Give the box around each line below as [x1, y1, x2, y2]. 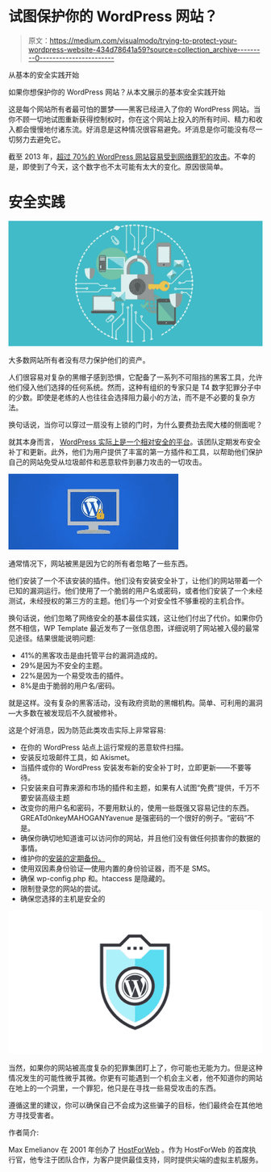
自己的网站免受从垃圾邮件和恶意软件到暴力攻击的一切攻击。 [8, 457, 206, 467]
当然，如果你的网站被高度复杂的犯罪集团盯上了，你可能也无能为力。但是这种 [8, 1063, 263, 1073]
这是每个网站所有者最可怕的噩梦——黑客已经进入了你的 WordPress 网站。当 [8, 104, 261, 114]
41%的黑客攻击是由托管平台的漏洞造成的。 [19, 650, 163, 660]
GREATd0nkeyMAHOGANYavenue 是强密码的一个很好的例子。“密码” [19, 813, 248, 822]
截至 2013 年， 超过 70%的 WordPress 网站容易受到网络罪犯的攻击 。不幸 [8, 151, 248, 162]
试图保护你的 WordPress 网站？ [8, 7, 219, 26]
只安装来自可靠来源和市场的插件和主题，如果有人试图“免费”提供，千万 [19, 783, 253, 792]
